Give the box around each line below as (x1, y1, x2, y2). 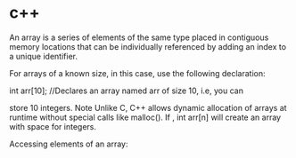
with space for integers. (9, 121, 96, 131)
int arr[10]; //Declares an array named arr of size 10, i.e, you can (9, 85, 243, 96)
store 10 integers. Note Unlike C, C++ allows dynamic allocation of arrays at (9, 102, 287, 113)
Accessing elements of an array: (9, 138, 128, 149)
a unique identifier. (9, 51, 78, 61)
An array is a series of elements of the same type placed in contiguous (9, 32, 269, 43)
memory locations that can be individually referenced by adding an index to (9, 41, 287, 51)
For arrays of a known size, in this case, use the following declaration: (9, 67, 266, 78)
